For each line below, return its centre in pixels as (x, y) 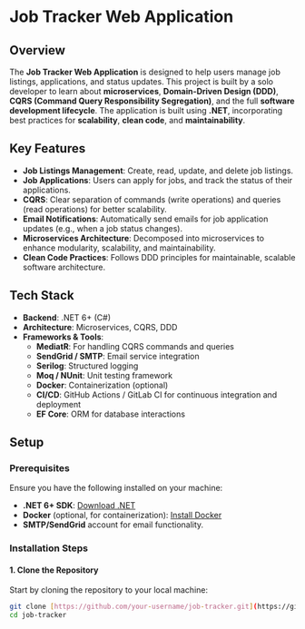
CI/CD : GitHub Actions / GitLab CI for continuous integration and (157, 394)
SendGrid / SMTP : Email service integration (118, 356)
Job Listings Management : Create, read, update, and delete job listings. (157, 171)
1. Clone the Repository (54, 570)
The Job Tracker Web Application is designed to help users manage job (145, 72)
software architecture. (64, 267)
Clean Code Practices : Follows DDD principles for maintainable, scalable (159, 257)
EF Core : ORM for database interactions (111, 414)
